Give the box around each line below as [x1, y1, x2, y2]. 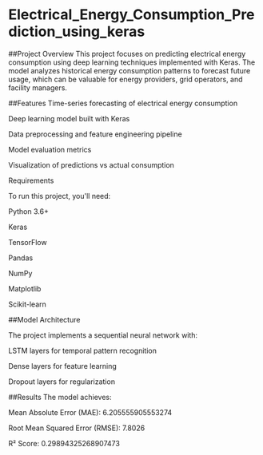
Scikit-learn [8, 299, 46, 309]
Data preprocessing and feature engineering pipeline [8, 129, 182, 139]
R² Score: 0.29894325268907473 [8, 438, 120, 448]
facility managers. [8, 82, 68, 93]
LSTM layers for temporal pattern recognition [8, 346, 157, 355]
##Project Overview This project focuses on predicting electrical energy [8, 49, 246, 58]
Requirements [8, 176, 54, 185]
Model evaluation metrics [8, 144, 92, 154]
